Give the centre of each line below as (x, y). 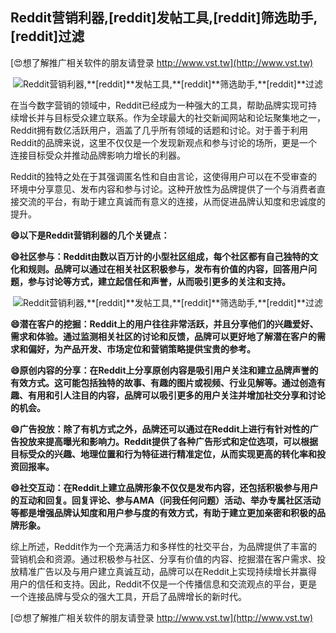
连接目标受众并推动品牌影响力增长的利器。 (98, 155)
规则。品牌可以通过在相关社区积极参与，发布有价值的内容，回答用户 (167, 269)
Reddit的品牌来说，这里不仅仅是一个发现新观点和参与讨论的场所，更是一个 (164, 142)
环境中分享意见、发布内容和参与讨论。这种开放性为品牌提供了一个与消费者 (163, 189)
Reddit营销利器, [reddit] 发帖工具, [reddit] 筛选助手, (164, 18)
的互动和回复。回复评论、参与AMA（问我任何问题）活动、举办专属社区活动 (165, 500)
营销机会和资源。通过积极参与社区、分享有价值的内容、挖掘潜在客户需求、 (163, 559)
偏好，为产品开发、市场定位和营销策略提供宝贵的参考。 (141, 349)
